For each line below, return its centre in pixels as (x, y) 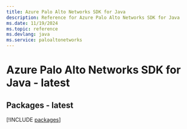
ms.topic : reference (32, 29)
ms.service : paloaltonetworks (44, 40)
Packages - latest (40, 105)
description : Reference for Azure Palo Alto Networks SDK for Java (93, 18)
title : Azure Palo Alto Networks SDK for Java (66, 12)
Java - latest (38, 83)
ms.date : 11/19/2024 (32, 23)
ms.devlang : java (28, 35)
